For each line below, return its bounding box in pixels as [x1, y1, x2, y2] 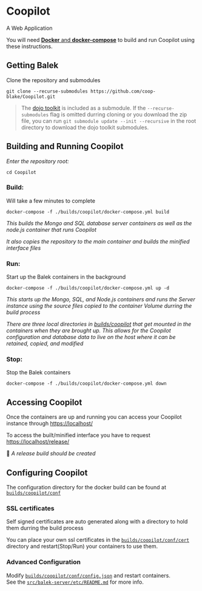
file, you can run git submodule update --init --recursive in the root [21, 117, 197, 124]
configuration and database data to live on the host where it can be [6, 334, 176, 341]
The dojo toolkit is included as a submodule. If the [21, 104, 146, 111]
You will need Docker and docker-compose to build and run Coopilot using [6, 36, 195, 43]
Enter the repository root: [6, 157, 69, 165]
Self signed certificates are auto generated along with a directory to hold [6, 518, 188, 525]
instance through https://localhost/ [6, 420, 93, 427]
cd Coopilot [6, 169, 36, 175]
